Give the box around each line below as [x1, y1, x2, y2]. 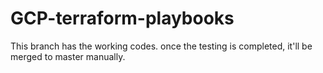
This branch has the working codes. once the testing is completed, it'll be [10, 40, 313, 52]
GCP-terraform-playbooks [10, 7, 235, 30]
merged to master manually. [10, 50, 126, 62]
